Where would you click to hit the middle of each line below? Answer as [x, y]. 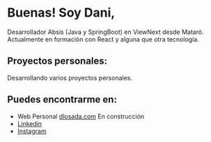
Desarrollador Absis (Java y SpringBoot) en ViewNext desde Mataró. [105, 32]
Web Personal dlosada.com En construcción [81, 116]
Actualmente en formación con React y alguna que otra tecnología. [103, 39]
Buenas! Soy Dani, [61, 13]
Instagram [32, 131]
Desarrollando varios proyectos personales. [70, 78]
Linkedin [30, 123]
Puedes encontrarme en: [62, 99]
